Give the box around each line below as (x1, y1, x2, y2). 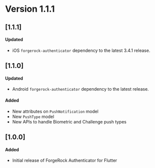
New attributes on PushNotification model (12, 108, 99, 114)
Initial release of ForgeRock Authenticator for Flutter (12, 158, 117, 164)
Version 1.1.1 (5, 3, 55, 15)
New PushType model (12, 114, 54, 120)
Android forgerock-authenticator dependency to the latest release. (12, 86, 149, 92)
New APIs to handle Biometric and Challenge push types (12, 119, 127, 124)
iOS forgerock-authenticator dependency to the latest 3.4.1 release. (12, 48, 151, 53)
